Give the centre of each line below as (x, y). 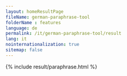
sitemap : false (24, 50)
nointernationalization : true (43, 45)
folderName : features (33, 22)
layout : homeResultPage (35, 11)
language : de (21, 28)
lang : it (16, 39)
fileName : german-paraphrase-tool (48, 17)
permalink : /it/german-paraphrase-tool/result (63, 34)
